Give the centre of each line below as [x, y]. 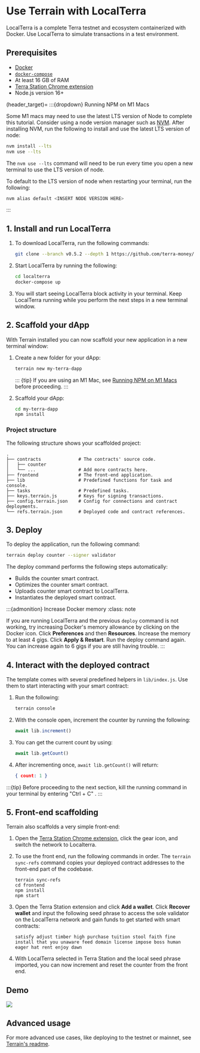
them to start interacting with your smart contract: [67, 686]
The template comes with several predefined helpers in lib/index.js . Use [97, 680]
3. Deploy [24, 529]
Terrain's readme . [28, 1043]
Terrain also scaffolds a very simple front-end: [63, 827]
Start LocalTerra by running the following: [66, 265]
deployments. [22, 506]
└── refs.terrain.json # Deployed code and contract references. [96, 512]
